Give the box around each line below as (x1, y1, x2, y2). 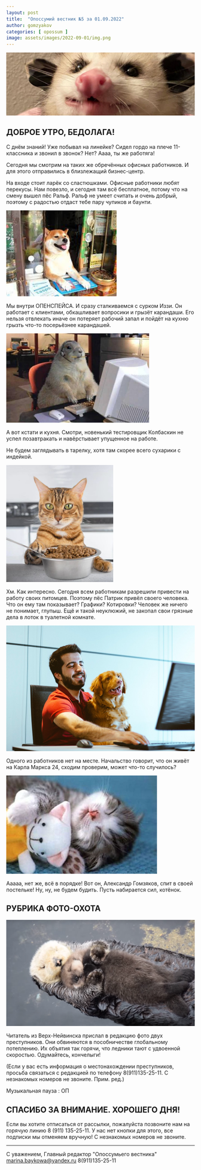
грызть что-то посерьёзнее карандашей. (6, 321, 111, 328)
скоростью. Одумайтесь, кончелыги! (6, 1051, 101, 1058)
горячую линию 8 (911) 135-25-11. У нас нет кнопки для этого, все (6, 1127, 173, 1134)
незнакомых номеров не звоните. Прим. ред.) (6, 1076, 124, 1083)
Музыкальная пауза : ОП (6, 1087, 69, 1094)
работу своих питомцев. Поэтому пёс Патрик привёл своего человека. (6, 594, 189, 601)
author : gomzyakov (6, 22, 52, 28)
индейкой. (6, 453, 33, 460)
